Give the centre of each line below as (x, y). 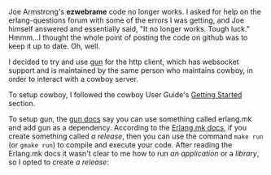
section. (22, 103)
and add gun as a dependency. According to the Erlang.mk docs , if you (127, 128)
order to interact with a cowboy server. (73, 79)
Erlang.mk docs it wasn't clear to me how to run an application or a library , (134, 154)
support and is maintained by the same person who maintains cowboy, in (131, 70)
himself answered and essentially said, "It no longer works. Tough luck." (129, 29)
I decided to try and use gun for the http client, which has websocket (124, 62)
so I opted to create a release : (59, 162)
